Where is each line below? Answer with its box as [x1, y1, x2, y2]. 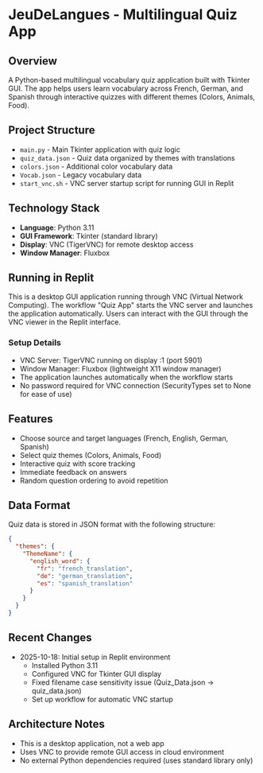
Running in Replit [8, 271, 95, 285]
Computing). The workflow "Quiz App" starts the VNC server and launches [8, 301, 253, 310]
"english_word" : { [29, 557, 91, 565]
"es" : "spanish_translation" [37, 579, 133, 588]
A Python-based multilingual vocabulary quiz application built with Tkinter [8, 76, 250, 84]
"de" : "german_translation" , [37, 572, 133, 580]
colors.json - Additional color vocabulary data [19, 161, 173, 171]
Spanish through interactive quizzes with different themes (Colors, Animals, [8, 92, 256, 101]
